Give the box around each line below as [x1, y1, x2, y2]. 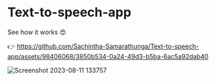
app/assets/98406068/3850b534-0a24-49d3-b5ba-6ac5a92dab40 [7, 52, 209, 60]
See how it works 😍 [7, 28, 66, 36]
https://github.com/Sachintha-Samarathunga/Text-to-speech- [16, 42, 200, 50]
